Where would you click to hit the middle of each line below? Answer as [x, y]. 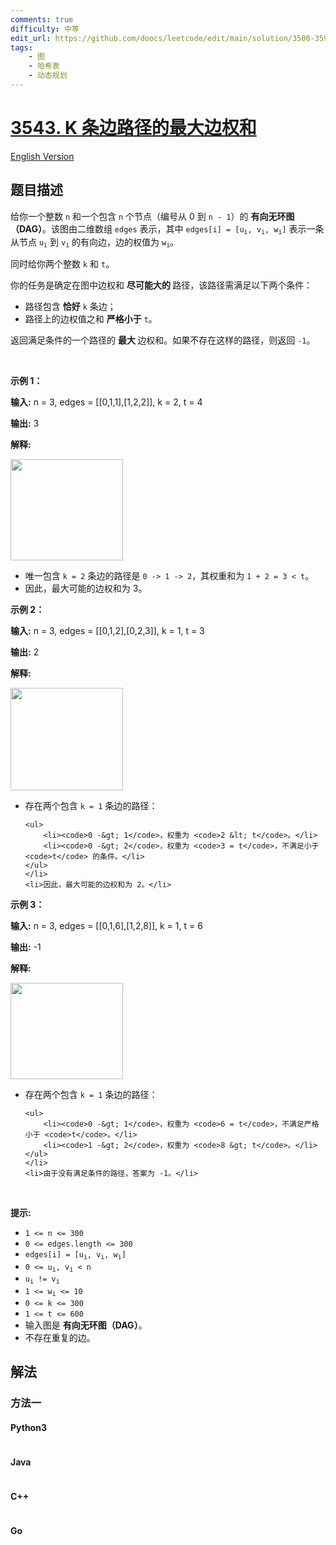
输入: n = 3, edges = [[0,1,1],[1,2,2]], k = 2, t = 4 [106, 402]
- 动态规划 [48, 76]
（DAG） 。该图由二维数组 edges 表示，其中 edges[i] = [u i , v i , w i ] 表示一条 [167, 229]
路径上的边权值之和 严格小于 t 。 [91, 319]
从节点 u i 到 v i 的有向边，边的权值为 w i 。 [95, 243]
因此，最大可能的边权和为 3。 [86, 588]
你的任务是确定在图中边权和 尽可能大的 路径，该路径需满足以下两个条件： [161, 285]
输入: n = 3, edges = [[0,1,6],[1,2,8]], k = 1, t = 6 [106, 926]
